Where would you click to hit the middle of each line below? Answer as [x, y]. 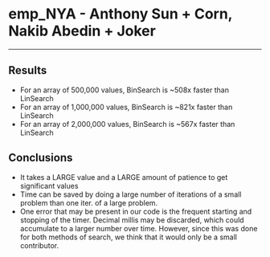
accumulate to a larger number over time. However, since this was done [139, 228]
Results [28, 70]
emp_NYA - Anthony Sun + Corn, [121, 14]
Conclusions [41, 158]
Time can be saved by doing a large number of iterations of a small [131, 194]
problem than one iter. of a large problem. [89, 202]
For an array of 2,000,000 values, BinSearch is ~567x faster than [127, 124]
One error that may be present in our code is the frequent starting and [136, 211]
